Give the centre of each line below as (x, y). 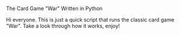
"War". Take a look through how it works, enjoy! (63, 26)
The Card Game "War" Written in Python (54, 8)
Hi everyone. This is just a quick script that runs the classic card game (90, 20)
